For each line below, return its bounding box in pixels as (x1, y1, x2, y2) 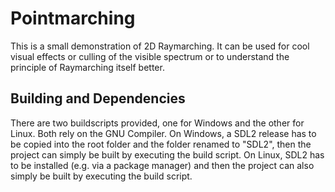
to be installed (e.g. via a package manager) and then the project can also (10, 159, 315, 171)
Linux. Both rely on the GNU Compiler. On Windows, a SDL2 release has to (10, 127, 317, 139)
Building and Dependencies (10, 90, 186, 107)
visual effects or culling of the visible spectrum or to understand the (10, 50, 290, 62)
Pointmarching (10, 7, 136, 30)
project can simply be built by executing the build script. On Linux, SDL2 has (10, 148, 325, 161)
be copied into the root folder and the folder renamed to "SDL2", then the (10, 138, 312, 150)
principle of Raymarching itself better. (10, 61, 165, 73)
